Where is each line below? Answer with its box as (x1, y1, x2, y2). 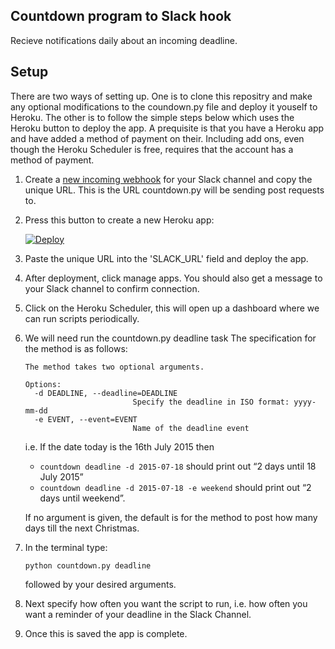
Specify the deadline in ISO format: (132, 397, 290, 407)
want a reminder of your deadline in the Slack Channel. (24, 608, 252, 620)
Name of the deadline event (132, 423, 250, 433)
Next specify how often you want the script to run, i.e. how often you (24, 597, 308, 609)
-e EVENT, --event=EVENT (34, 414, 138, 424)
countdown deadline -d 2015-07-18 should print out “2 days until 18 (39, 460, 317, 472)
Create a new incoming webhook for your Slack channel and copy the (24, 173, 313, 185)
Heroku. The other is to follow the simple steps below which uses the (10, 111, 295, 123)
